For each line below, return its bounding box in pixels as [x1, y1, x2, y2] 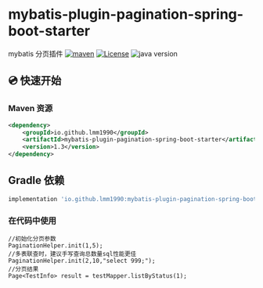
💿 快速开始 [8, 74, 62, 88]
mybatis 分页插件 [8, 49, 63, 58]
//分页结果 [8, 265, 39, 273]
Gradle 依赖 [8, 174, 65, 187]
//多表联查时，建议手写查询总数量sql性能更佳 [8, 250, 137, 257]
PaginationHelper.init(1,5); [8, 241, 103, 250]
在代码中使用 [8, 215, 57, 226]
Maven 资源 [8, 103, 53, 114]
